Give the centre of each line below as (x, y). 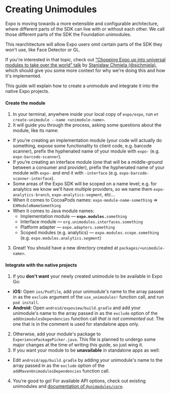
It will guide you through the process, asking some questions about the (87, 125)
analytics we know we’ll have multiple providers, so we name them (82, 189)
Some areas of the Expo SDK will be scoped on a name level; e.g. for (84, 184)
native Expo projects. (27, 91)
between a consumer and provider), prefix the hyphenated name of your (89, 167)
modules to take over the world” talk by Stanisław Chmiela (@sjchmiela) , (81, 65)
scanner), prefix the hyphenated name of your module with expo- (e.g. (86, 151)
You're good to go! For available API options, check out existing (79, 381)
